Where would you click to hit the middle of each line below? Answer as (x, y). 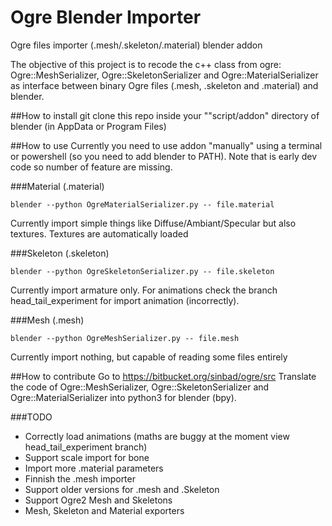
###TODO (31, 417)
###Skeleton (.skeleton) (60, 253)
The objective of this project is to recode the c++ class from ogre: (146, 64)
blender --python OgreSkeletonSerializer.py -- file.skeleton (142, 271)
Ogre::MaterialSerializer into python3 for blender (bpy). (123, 397)
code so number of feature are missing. (91, 167)
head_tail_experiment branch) (86, 447)
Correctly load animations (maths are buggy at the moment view (157, 436)
